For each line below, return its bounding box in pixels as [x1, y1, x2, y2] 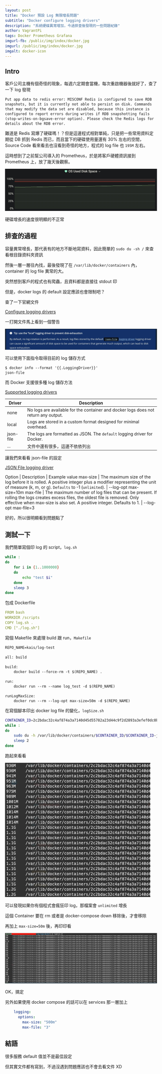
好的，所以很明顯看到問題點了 [5, 515, 64, 521]
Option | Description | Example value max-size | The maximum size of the [5, 474, 151, 480]
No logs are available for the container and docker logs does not [27, 407, 154, 413]
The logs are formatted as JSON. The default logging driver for [27, 431, 153, 436]
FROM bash [5, 610, 25, 615]
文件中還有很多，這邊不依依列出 [27, 443, 91, 449]
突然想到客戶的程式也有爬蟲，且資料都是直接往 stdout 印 [5, 278, 117, 284]
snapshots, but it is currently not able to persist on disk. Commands [5, 102, 152, 107]
